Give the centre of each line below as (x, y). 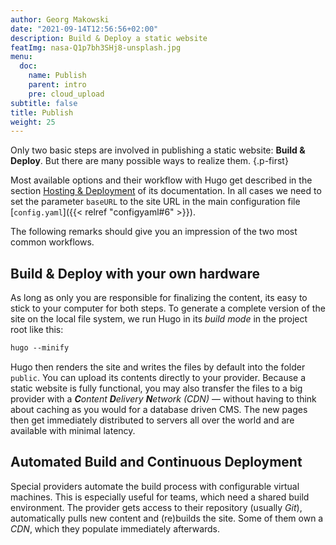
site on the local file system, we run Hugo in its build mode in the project (159, 319)
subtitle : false (44, 103)
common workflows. (52, 242)
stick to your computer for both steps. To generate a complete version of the (168, 308)
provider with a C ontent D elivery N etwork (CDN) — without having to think (163, 398)
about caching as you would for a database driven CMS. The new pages (159, 409)
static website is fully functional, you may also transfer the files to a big (156, 388)
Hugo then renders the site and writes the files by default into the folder (158, 367)
